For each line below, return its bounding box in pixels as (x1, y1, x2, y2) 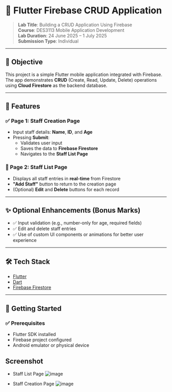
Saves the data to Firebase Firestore (20, 145, 98, 152)
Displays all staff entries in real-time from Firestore (12, 175, 121, 181)
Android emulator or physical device (12, 342, 90, 348)
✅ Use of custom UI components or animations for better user (12, 231, 144, 237)
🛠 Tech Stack (5, 257, 50, 266)
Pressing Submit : (12, 135, 50, 141)
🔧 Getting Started (5, 304, 62, 313)
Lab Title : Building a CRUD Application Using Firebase (17, 22, 132, 28)
